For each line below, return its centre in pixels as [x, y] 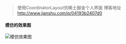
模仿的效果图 [18, 25]
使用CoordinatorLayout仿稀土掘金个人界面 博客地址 [69, 8]
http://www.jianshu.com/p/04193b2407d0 [60, 13]
